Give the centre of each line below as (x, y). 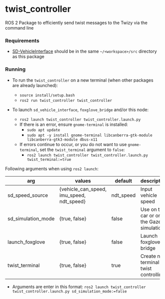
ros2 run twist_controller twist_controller (66, 100)
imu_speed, (72, 195)
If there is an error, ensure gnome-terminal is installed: (74, 124)
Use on (149, 209)
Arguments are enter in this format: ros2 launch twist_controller (79, 287)
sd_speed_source (28, 195)
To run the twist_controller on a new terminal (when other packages (83, 80)
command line (19, 28)
